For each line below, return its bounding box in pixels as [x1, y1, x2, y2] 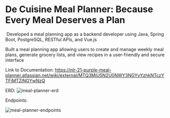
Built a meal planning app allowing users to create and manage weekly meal [5, 46, 164, 52]
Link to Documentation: [5, 67, 54, 73]
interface [5, 57, 24, 63]
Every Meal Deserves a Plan [5, 14, 125, 26]
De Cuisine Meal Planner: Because [5, 4, 153, 15]
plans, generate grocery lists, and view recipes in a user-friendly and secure [5, 52, 165, 58]
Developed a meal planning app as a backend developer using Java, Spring [6, 31, 164, 37]
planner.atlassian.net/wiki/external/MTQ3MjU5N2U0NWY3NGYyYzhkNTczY [5, 72, 164, 78]
